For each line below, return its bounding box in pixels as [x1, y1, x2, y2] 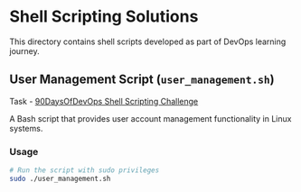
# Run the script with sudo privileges [9, 166, 160, 175]
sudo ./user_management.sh [9, 174, 111, 183]
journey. [9, 45, 40, 56]
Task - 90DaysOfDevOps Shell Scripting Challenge [9, 96, 199, 106]
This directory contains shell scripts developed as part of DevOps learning [9, 36, 287, 47]
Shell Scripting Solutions [9, 6, 199, 27]
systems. [9, 123, 43, 133]
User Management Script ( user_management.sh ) [9, 72, 275, 87]
